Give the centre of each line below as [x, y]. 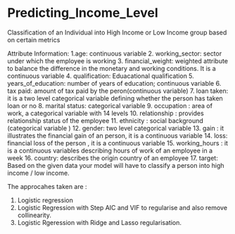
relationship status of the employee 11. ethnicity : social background [106, 120]
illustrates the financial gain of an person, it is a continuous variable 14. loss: [118, 136]
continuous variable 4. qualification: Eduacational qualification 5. [101, 76]
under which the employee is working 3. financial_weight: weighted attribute [118, 60]
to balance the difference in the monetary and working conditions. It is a [112, 68]
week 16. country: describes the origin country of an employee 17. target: [113, 158]
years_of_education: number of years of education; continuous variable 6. [114, 83]
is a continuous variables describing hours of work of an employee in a [110, 150]
